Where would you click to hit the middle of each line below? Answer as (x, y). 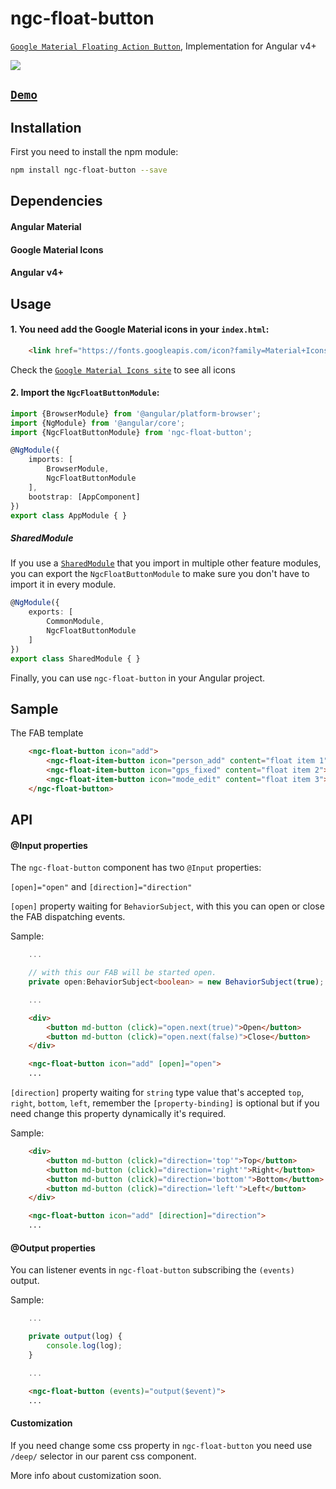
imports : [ (51, 460)
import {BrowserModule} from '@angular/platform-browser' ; (136, 413)
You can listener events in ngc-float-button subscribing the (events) (152, 1270)
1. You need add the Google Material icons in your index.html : (140, 329)
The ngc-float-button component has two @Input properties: (136, 868)
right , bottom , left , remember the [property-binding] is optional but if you (165, 1103)
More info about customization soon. (86, 1475)
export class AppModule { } (69, 515)
